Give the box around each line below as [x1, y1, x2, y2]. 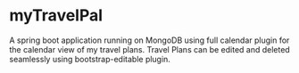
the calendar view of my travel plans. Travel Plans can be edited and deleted [9, 44, 290, 54]
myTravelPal [9, 5, 104, 26]
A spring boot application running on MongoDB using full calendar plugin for [9, 35, 290, 45]
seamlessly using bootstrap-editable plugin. [9, 53, 171, 64]
